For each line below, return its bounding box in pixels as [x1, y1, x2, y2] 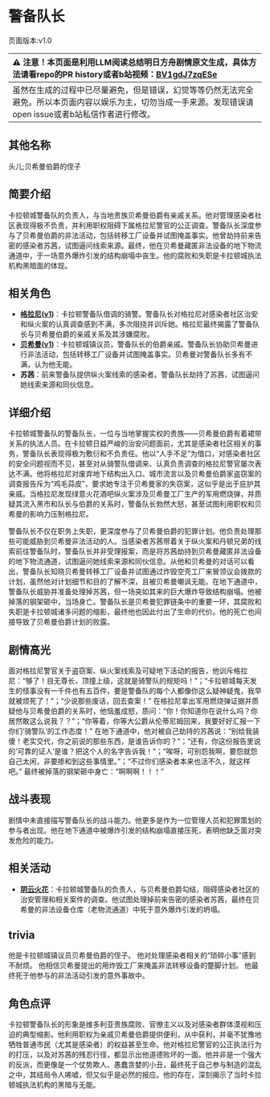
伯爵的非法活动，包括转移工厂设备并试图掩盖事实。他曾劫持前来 [43, 231, 255, 240]
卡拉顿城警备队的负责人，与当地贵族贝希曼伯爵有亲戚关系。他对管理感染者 [8, 210, 255, 220]
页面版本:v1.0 [8, 35, 52, 45]
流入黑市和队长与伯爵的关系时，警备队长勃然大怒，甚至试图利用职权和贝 [22, 499, 262, 509]
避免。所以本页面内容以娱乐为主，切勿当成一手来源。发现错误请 [12, 96, 255, 107]
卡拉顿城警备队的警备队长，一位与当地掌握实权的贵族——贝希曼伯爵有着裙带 [8, 429, 262, 438]
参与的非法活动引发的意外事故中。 [35, 970, 149, 980]
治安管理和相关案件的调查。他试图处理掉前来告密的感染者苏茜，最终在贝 [19, 894, 260, 904]
